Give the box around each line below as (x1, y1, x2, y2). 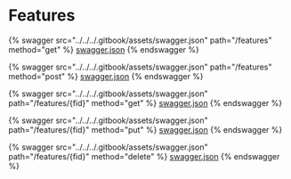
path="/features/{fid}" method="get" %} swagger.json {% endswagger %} (8, 97, 282, 108)
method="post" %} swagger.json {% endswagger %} (8, 70, 204, 81)
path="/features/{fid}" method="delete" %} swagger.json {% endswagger (8, 151, 280, 161)
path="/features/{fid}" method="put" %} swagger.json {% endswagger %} (8, 124, 283, 134)
